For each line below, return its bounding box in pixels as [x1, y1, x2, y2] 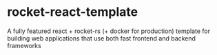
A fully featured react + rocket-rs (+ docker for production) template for [7, 27, 211, 35]
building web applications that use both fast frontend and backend [7, 34, 196, 42]
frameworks [7, 41, 41, 49]
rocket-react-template [7, 4, 138, 20]
